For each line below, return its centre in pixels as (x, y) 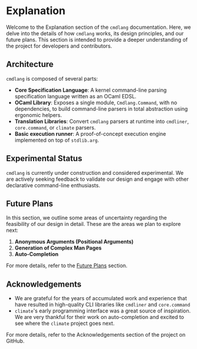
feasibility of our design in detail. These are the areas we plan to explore (94, 224)
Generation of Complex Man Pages (58, 248)
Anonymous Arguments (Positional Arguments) (74, 242)
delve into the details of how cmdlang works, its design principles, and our (95, 33)
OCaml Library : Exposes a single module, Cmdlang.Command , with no (96, 102)
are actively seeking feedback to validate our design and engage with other (98, 179)
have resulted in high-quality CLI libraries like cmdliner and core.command (102, 305)
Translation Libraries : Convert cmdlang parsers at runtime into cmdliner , (102, 121)
